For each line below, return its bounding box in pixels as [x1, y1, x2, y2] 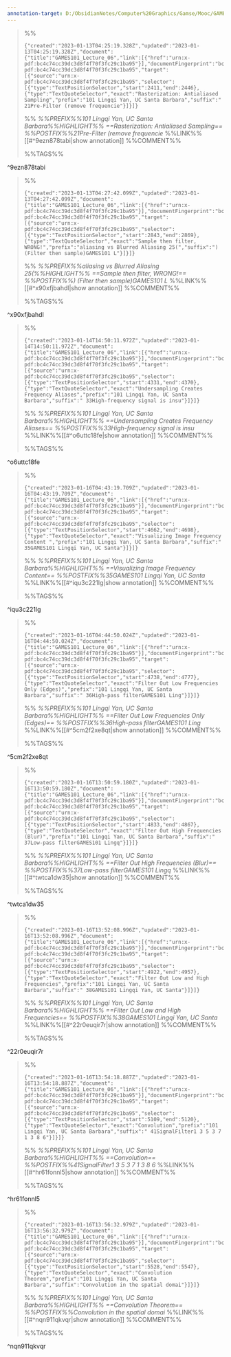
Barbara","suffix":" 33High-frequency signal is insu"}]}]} [23, 397, 200, 404]
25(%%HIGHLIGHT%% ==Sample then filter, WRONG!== [23, 269, 187, 277]
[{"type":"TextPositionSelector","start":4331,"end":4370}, [23, 379, 200, 386]
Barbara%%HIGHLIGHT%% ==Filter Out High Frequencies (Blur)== [23, 859, 217, 867]
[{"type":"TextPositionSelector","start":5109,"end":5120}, [23, 1116, 200, 1123]
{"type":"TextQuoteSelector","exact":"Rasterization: [23, 90, 181, 97]
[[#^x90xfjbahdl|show [23, 283, 87, 292]
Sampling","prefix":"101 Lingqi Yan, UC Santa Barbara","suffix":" [23, 96, 221, 103]
